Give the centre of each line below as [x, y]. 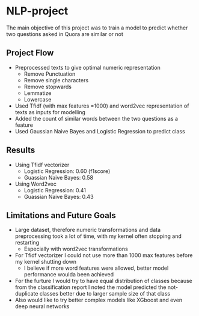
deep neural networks [42, 306]
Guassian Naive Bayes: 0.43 [59, 196]
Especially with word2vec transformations [76, 249]
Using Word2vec [36, 184]
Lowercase [38, 99]
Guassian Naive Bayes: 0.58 [59, 177]
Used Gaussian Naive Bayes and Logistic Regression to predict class [100, 131]
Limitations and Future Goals [61, 215]
